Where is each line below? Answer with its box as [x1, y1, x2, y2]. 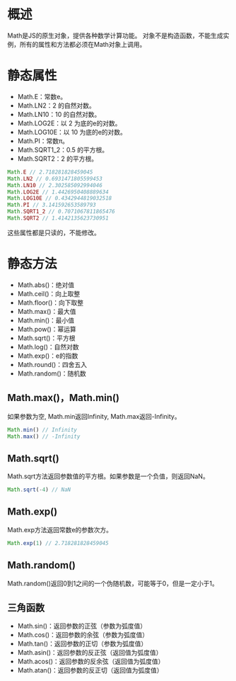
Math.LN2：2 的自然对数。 [17, 101, 95, 110]
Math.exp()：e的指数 [17, 351, 78, 360]
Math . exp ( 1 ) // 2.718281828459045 [7, 539, 110, 546]
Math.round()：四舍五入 [17, 360, 87, 368]
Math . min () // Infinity [7, 426, 78, 433]
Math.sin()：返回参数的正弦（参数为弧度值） [17, 621, 147, 631]
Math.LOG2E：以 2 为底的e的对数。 [17, 118, 122, 128]
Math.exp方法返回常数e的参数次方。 [7, 525, 113, 534]
